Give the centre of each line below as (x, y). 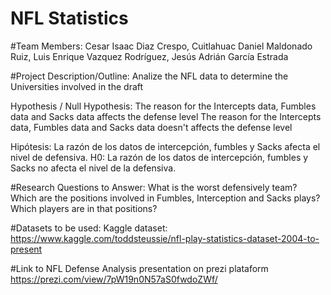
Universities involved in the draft (77, 86)
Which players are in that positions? (84, 208)
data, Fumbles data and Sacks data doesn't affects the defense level (151, 127)
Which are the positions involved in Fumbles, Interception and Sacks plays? (165, 198)
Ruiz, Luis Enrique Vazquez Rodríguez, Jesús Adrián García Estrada (149, 56)
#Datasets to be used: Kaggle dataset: (89, 228)
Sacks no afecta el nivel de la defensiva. (93, 168)
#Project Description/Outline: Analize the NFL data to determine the (149, 76)
